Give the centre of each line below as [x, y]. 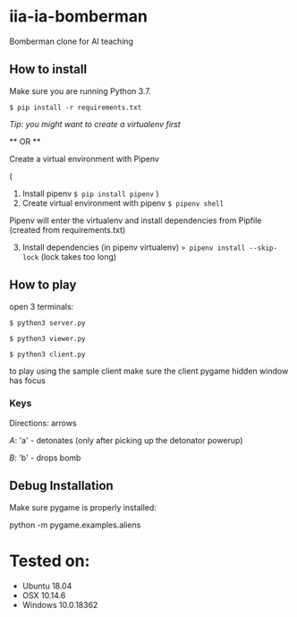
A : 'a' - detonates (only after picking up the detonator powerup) [126, 440]
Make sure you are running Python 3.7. [81, 90]
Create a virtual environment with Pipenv [84, 159]
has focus [28, 380]
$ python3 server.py [48, 323]
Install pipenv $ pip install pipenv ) [90, 193]
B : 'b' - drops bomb [45, 458]
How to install [48, 69]
